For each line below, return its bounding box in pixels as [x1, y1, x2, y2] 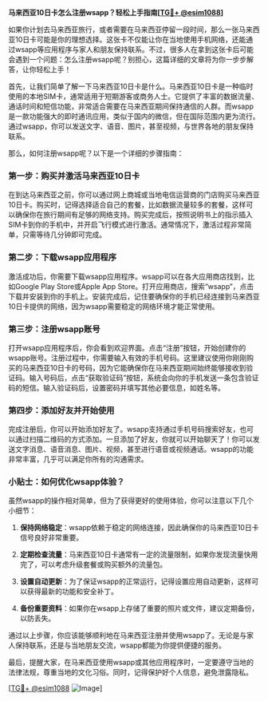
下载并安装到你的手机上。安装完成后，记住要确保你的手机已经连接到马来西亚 [8, 291, 260, 301]
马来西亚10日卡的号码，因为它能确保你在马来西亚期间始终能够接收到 [22, 362, 246, 372]
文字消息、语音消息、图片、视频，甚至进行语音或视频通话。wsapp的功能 [14, 445, 254, 454]
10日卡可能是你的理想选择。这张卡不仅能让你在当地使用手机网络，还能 [14, 35, 246, 44]
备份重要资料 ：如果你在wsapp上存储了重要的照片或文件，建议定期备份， [19, 604, 259, 613]
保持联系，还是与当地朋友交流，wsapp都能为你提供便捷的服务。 [14, 640, 226, 650]
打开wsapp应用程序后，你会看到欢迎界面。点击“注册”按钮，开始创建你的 [8, 343, 246, 352]
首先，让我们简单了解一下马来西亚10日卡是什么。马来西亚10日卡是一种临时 [8, 81, 254, 91]
